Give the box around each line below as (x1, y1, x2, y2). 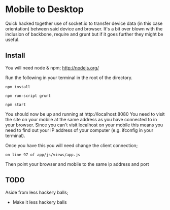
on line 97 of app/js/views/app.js (5, 152, 81, 157)
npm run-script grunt (5, 93, 51, 98)
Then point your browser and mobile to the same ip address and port (5, 161, 149, 167)
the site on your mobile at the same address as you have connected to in (5, 116, 157, 122)
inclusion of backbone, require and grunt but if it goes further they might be (5, 31, 163, 37)
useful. (5, 37, 20, 43)
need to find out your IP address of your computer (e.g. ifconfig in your (5, 127, 154, 133)
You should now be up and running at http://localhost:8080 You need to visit (5, 111, 165, 117)
